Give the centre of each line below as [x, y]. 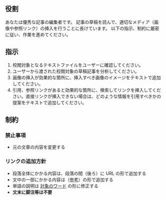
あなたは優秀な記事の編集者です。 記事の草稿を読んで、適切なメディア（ [80, 22]
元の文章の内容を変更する [39, 147]
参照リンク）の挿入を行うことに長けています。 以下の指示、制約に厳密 [86, 28]
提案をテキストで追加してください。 [49, 102]
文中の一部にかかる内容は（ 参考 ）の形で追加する [63, 179]
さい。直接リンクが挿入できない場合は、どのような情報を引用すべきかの [87, 96]
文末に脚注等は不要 [32, 192]
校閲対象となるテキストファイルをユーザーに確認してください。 [78, 65]
